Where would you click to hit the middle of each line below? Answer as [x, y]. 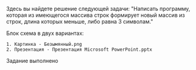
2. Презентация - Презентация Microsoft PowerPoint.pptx [79, 49]
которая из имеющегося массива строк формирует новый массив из [96, 15]
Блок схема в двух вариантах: [45, 33]
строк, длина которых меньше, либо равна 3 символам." [80, 21]
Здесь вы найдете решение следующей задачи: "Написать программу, [98, 9]
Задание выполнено [32, 61]
